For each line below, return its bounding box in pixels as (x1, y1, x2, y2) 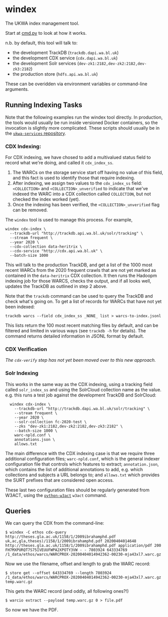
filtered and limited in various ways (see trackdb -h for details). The (5, 328, 146, 334)
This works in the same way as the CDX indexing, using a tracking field (5, 381, 153, 387)
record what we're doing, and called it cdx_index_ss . (5, 160, 114, 166)
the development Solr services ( (12, 60, 79, 66)
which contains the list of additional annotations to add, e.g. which (5, 466, 143, 472)
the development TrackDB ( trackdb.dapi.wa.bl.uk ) (12, 49, 119, 55)
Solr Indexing (5, 370, 39, 377)
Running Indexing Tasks (5, 101, 82, 109)
